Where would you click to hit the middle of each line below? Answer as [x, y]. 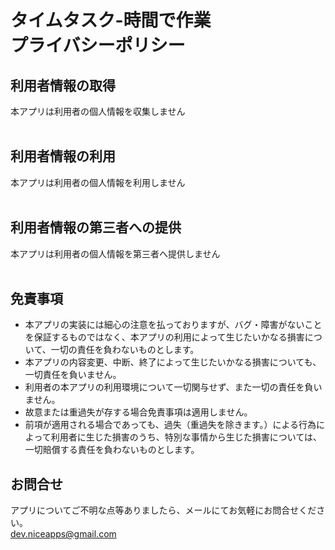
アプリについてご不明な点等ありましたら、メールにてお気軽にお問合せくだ [163, 510]
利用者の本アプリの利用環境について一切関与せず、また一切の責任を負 [169, 387]
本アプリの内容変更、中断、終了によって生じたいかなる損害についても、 [173, 362]
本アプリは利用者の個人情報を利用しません [98, 182]
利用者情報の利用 [63, 156]
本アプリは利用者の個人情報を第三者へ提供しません [115, 253]
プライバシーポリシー [98, 45]
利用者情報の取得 [63, 85]
